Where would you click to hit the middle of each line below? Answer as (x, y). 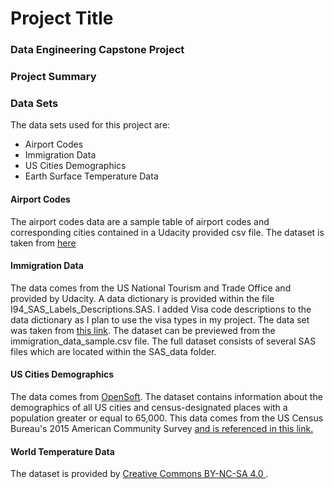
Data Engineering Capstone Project (97, 50)
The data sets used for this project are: (90, 125)
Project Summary (53, 77)
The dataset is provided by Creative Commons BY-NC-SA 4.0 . (139, 474)
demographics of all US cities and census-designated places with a (149, 407)
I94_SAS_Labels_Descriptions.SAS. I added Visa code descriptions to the (161, 309)
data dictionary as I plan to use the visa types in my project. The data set (160, 319)
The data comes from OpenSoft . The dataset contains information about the (166, 396)
